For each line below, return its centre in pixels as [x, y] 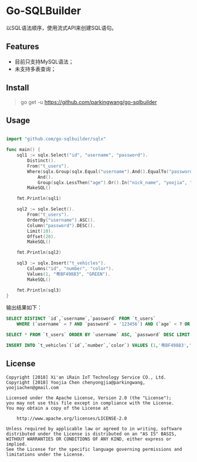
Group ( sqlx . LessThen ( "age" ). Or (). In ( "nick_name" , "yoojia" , [112, 183]
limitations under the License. [45, 454]
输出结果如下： [24, 307]
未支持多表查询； [35, 69]
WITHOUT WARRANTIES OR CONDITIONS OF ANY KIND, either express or [89, 439]
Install [18, 88]
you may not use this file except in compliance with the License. [90, 403]
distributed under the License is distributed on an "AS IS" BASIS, [91, 434]
